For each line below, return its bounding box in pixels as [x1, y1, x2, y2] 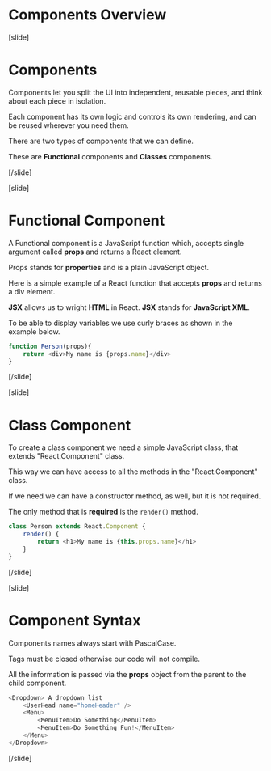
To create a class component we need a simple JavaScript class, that [8, 443, 239, 452]
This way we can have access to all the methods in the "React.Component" [8, 467, 258, 477]
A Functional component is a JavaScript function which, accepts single [8, 238, 244, 248]
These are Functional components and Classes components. [8, 151, 213, 161]
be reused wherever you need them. [8, 120, 129, 130]
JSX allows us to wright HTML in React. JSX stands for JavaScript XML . [8, 302, 250, 312]
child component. [8, 678, 67, 688]
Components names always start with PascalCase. [8, 638, 177, 648]
